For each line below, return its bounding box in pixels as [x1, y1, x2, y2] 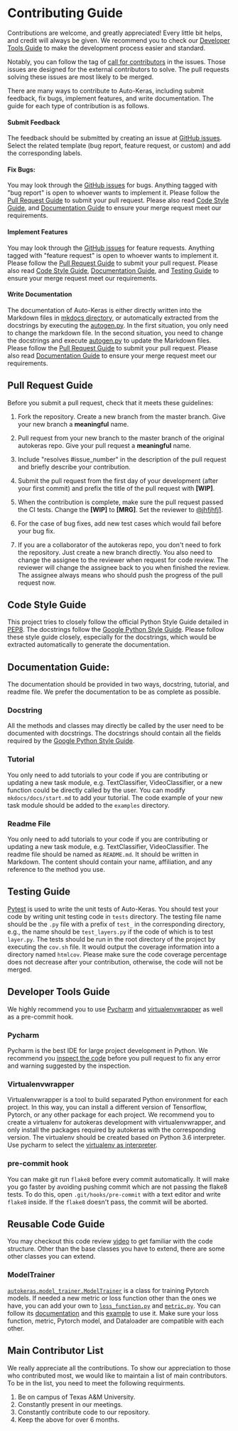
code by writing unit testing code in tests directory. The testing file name [7, 912, 222, 920]
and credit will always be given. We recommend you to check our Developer [7, 36, 230, 44]
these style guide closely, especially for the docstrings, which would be [7, 633, 217, 642]
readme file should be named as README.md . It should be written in [7, 850, 199, 859]
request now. [17, 578, 56, 587]
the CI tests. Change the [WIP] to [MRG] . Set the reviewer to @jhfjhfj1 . [17, 505, 224, 514]
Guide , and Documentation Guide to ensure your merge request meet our [7, 204, 222, 212]
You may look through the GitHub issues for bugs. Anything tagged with [7, 181, 218, 189]
